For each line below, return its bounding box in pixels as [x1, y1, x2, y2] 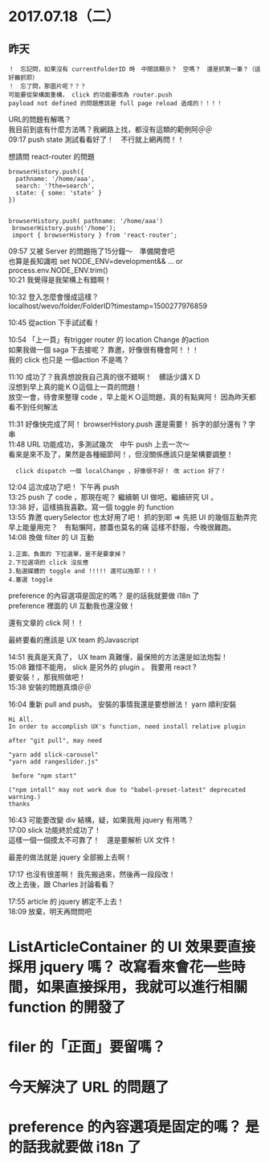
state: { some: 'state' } [15, 189, 103, 197]
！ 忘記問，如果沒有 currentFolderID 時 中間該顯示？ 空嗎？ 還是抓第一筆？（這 [8, 65, 261, 73]
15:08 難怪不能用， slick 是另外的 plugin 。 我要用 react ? [8, 662, 197, 672]
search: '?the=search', [15, 182, 95, 190]
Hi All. [8, 715, 35, 723]
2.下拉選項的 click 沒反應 [8, 558, 89, 567]
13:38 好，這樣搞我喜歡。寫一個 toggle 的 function [8, 502, 174, 512]
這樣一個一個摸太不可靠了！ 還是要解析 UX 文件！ [8, 835, 177, 845]
